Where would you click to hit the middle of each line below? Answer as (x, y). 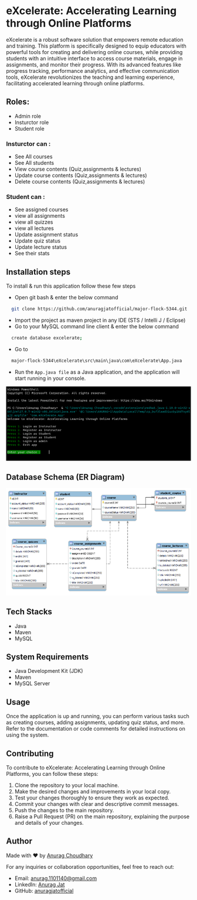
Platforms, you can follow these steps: (52, 774)
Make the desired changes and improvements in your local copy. (93, 792)
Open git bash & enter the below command (66, 298)
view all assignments (40, 216)
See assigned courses (41, 209)
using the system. (28, 735)
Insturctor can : (28, 144)
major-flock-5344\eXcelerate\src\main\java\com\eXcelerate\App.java (97, 361)
